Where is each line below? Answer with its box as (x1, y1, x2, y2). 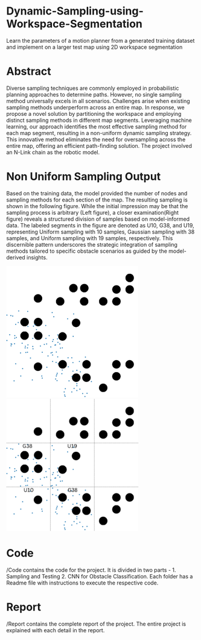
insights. (26, 253, 48, 261)
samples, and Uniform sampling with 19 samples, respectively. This (6, 234, 173, 242)
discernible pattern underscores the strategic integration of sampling (6, 241, 178, 248)
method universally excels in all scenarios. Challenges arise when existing (6, 97, 190, 104)
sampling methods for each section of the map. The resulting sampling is (6, 196, 188, 203)
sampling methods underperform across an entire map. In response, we (6, 104, 185, 111)
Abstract (6, 65, 51, 78)
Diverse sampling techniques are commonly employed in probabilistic (6, 84, 179, 92)
